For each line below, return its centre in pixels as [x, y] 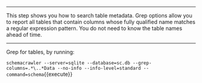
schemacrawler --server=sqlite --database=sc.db [68, 63]
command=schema [25, 75]
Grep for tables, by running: [41, 52]
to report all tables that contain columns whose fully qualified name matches [101, 22]
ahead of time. [24, 35]
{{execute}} [59, 74]
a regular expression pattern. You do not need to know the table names [94, 28]
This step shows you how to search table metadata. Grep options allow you [99, 15]
